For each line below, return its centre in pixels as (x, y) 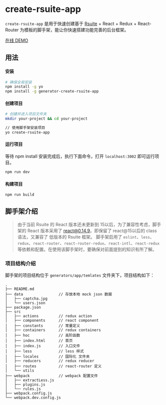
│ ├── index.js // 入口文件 (43, 346)
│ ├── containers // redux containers (53, 330)
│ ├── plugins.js (25, 385)
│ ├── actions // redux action (49, 316)
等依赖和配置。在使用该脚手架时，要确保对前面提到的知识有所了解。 (87, 249)
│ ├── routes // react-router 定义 (53, 366)
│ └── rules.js (23, 389)
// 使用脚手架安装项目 (25, 128)
